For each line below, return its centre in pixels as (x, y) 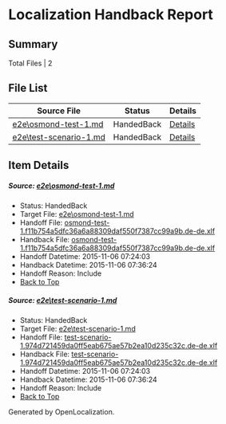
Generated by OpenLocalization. (61, 412)
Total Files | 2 (30, 63)
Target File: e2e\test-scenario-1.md (77, 329)
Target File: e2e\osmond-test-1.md (77, 214)
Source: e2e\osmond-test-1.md (61, 186)
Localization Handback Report (111, 15)
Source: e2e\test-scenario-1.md (63, 300)
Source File (59, 111)
